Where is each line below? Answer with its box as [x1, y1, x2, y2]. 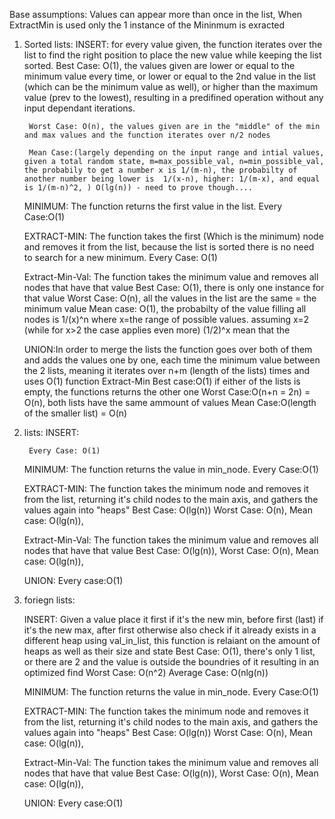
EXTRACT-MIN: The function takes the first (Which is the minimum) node [23, 230, 324, 242]
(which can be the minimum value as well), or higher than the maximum [23, 81, 319, 93]
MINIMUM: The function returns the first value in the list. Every [23, 200, 283, 212]
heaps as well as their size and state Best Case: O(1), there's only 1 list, [23, 645, 316, 657]
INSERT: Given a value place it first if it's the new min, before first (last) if [23, 614, 324, 625]
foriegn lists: [23, 594, 76, 606]
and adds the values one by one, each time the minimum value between [23, 354, 321, 366]
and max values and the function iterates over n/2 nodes [23, 130, 271, 140]
